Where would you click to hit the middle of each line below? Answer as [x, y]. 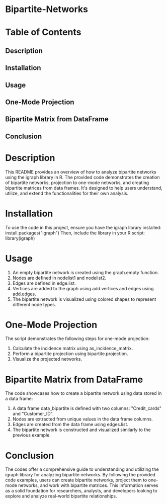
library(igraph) [20, 238]
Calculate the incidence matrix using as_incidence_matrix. [73, 349]
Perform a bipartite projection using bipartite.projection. [70, 354]
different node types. [34, 304]
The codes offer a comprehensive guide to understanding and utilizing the [82, 469]
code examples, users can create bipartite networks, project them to [76, 480]
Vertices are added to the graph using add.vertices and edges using [83, 288]
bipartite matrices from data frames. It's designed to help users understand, [84, 188]
